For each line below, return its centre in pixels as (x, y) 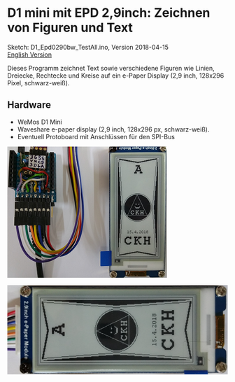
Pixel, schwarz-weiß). (38, 83)
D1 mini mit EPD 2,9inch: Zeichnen (109, 13)
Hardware (29, 105)
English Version (30, 55)
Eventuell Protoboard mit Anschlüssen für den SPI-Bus (96, 136)
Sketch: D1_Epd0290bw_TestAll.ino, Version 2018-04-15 (88, 47)
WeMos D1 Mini (40, 122)
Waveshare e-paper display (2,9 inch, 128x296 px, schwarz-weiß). (113, 129)
